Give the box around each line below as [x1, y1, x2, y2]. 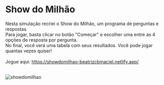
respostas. [5, 26, 28, 32]
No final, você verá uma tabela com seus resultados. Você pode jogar [5, 42, 153, 48]
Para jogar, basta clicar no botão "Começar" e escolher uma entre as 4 [5, 31, 156, 37]
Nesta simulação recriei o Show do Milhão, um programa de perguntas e [5, 20, 159, 27]
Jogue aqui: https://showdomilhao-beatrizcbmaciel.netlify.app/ [5, 58, 139, 65]
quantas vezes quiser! [5, 48, 52, 54]
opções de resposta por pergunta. [5, 37, 78, 43]
